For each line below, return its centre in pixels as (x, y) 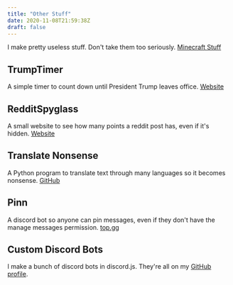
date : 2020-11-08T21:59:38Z (49, 21)
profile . (18, 274)
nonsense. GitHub (34, 180)
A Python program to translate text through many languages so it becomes (116, 173)
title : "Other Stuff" (39, 14)
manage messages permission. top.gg (63, 227)
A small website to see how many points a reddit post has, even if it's (108, 126)
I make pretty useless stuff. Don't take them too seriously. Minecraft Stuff (114, 47)
